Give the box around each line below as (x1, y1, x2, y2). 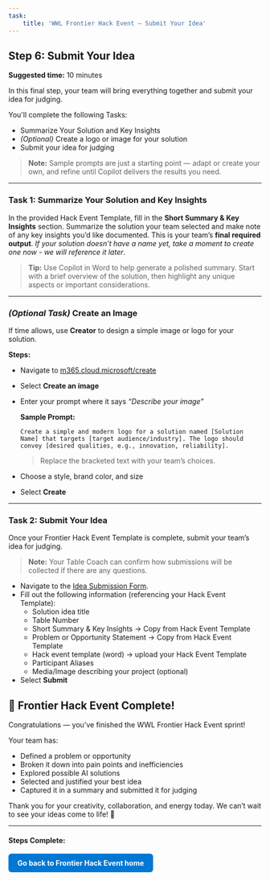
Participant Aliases (31, 658, 94, 668)
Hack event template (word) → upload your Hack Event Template (31, 649, 247, 660)
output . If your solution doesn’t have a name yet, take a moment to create (8, 238, 255, 248)
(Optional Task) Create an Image (8, 307, 138, 319)
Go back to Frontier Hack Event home (17, 858, 145, 868)
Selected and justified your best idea (19, 777, 142, 787)
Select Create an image (19, 381, 100, 390)
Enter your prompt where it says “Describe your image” (19, 396, 204, 406)
